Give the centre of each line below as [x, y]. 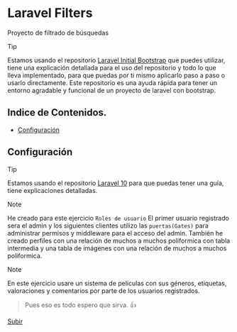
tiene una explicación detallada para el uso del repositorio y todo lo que [112, 67]
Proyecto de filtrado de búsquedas [58, 33]
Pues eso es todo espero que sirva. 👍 [81, 305]
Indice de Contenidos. [57, 112]
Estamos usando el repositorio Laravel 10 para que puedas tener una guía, [116, 183]
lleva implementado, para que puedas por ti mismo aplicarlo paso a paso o [116, 75]
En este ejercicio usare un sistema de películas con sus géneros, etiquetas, [117, 283]
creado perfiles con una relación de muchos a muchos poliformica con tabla [119, 240]
